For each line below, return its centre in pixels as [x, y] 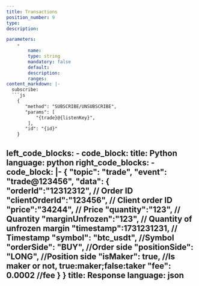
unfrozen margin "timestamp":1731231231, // [92, 228]
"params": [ [40, 112]
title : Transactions [32, 12]
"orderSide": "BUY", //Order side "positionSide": [100, 247]
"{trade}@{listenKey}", [66, 118]
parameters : [21, 40]
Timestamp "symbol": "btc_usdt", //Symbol [90, 238]
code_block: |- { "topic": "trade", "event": [87, 172]
